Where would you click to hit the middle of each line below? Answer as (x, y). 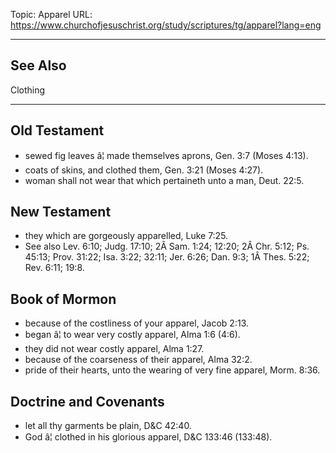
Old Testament (57, 130)
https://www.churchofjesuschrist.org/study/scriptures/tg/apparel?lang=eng (166, 25)
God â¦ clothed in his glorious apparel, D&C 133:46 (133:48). (148, 437)
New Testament (61, 212)
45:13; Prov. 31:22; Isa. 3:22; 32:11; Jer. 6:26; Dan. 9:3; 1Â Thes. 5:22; (167, 257)
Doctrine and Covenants (87, 401)
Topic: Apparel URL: (51, 14)
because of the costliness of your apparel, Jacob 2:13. (137, 323)
